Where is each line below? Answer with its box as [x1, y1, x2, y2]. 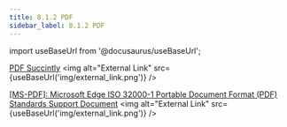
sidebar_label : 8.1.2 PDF [9, 21, 105, 30]
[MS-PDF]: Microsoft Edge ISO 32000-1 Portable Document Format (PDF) [9, 89, 277, 100]
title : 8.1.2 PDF [9, 12, 74, 22]
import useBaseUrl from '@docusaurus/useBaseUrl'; [9, 45, 201, 56]
